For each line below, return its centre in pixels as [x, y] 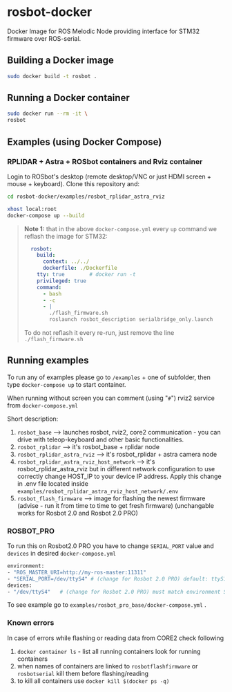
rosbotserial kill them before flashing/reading [83, 673]
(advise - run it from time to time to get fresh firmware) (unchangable [115, 505]
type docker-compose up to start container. [67, 384]
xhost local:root [32, 209]
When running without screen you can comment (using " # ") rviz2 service [111, 398]
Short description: [33, 419]
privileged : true [62, 281]
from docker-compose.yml [42, 405]
